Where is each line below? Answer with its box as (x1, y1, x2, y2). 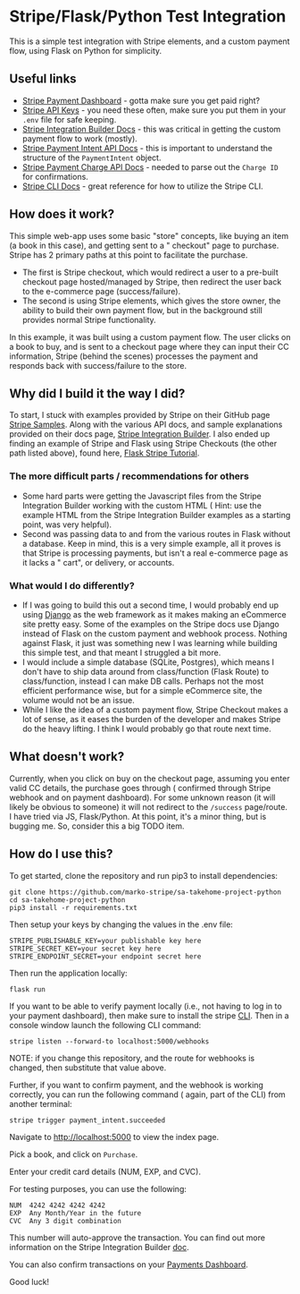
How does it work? (9, 207, 115, 222)
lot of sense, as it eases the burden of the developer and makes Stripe (21, 713, 281, 724)
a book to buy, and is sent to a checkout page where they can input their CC (9, 341, 290, 352)
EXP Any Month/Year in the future (9, 1208, 142, 1218)
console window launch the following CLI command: (9, 1019, 202, 1030)
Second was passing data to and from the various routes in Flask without (21, 528, 291, 539)
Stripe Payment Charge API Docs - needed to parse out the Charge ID (21, 161, 279, 172)
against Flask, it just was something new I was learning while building (21, 637, 279, 648)
